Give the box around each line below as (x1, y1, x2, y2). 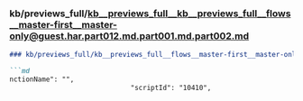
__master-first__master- (9, 18, 117, 31)
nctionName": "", (9, 75, 75, 84)
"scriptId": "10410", (130, 83, 212, 92)
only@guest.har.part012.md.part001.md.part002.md (9, 30, 250, 42)
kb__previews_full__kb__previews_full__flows (87, 7, 291, 20)
